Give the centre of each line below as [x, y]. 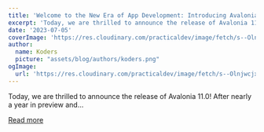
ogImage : [22, 67]
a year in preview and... [46, 104]
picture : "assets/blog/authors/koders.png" [87, 60]
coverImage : [27, 37]
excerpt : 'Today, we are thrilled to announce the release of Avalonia [128, 23]
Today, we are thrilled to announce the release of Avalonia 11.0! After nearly [130, 96]
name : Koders [37, 52]
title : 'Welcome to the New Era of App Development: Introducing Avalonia [133, 15]
